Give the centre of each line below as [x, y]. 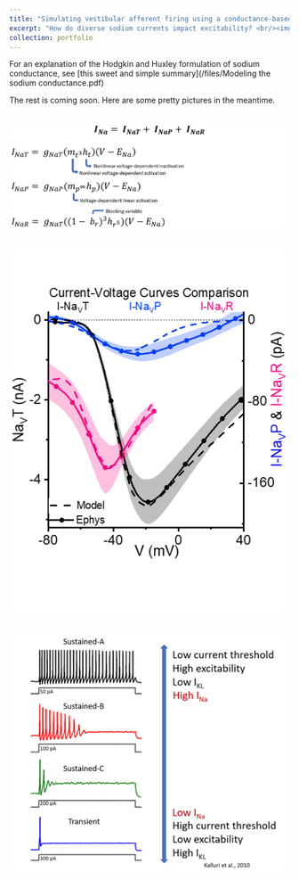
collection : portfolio [51, 37]
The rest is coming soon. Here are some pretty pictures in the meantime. [142, 100]
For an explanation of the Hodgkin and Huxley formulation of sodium [134, 64]
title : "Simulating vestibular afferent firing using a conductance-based [151, 19]
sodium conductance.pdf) [57, 83]
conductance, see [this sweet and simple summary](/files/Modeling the [140, 74]
